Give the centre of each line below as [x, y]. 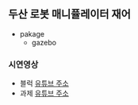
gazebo [44, 42]
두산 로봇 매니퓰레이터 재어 [69, 14]
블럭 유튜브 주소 [44, 84]
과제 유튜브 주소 [44, 93]
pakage [32, 33]
